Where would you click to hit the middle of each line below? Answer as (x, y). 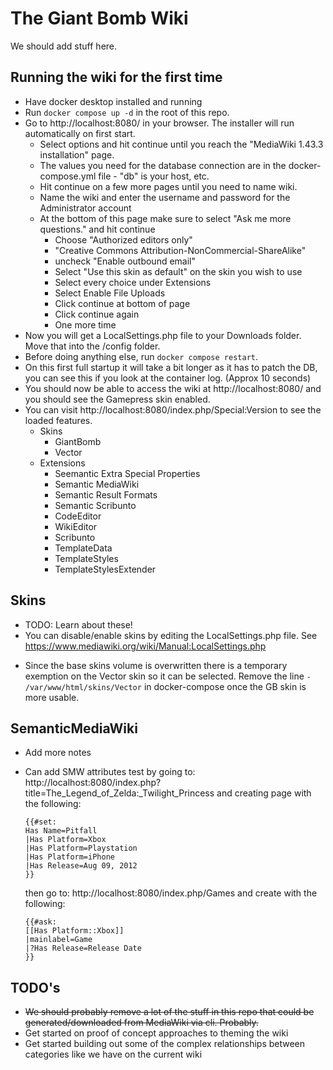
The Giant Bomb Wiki (99, 18)
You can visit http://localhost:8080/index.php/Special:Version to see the (173, 409)
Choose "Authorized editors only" (123, 239)
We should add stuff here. (64, 46)
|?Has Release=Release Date (83, 948)
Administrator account (85, 208)
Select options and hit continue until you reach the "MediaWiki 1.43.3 (181, 144)
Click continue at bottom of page (122, 303)
